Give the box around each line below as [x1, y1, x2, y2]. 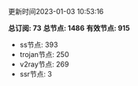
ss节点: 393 [19, 40, 58, 49]
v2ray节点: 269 [19, 59, 69, 69]
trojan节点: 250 [19, 50, 69, 59]
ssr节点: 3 [19, 70, 53, 78]
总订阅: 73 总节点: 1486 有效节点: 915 [8, 23, 130, 33]
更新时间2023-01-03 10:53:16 [8, 7, 104, 16]
